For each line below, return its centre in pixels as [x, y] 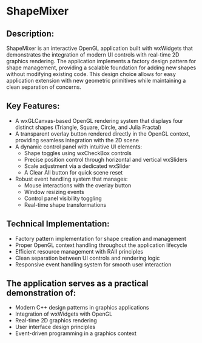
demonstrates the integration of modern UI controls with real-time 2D [93, 55]
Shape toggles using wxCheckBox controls [78, 153]
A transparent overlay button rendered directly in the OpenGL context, [103, 133]
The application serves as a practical [77, 284]
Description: [30, 34]
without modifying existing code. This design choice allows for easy [91, 74]
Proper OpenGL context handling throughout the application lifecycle [101, 245]
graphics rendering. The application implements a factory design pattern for [101, 61]
